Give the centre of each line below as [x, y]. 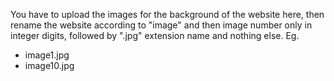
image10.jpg [49, 65]
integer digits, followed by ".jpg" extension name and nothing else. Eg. [155, 35]
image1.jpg [47, 55]
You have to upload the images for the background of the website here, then [167, 14]
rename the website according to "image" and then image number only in [161, 25]
